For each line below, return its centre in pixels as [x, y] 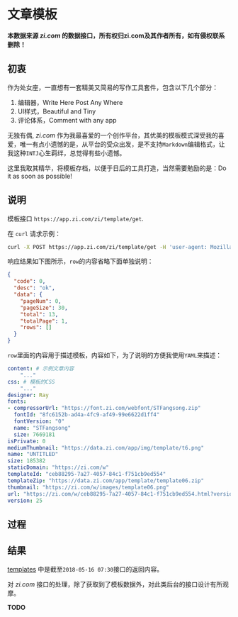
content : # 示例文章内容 [41, 369]
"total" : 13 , [39, 314]
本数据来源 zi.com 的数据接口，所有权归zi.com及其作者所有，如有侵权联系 [116, 35]
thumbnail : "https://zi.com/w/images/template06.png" [89, 487]
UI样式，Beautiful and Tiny [57, 111]
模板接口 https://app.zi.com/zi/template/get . [75, 218]
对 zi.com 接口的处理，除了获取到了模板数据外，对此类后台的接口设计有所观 [118, 584]
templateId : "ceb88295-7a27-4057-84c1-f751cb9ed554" [87, 474]
